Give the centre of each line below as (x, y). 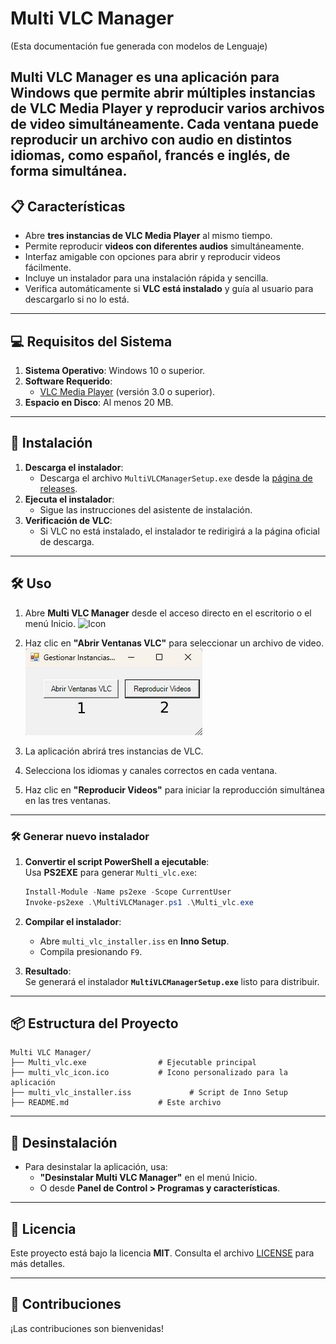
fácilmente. (48, 268)
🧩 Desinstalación (64, 1142)
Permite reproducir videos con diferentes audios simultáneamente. (164, 246)
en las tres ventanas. (67, 800)
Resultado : (48, 971)
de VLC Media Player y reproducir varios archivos (167, 108)
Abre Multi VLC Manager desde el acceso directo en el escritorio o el (168, 613)
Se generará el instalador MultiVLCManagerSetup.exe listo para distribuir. (172, 981)
